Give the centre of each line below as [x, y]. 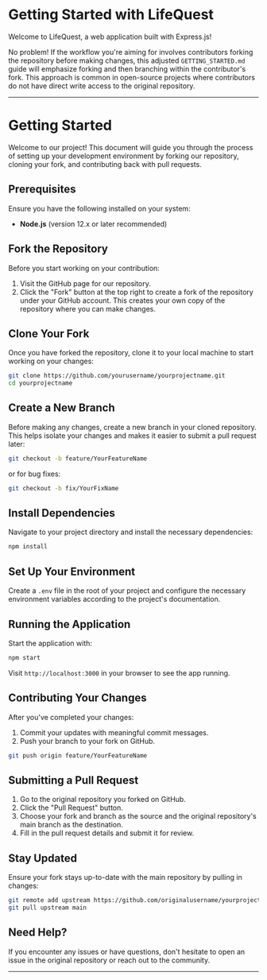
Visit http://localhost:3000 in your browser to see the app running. [119, 672]
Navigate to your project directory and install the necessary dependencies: [131, 532]
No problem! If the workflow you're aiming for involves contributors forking [131, 52]
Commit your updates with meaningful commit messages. [114, 732]
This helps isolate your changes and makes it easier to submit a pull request [132, 436]
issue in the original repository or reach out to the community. [109, 960]
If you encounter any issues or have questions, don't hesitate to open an [127, 951]
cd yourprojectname [41, 383]
